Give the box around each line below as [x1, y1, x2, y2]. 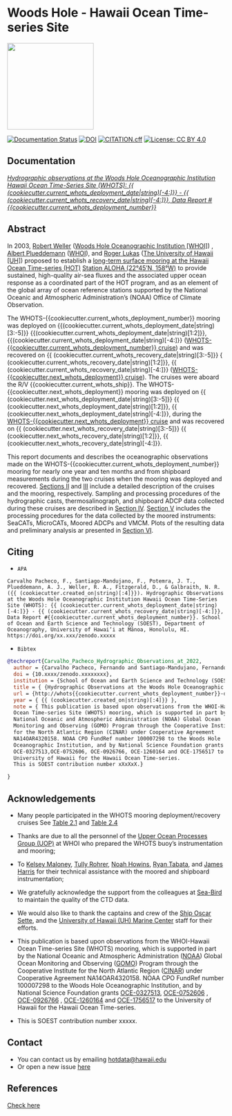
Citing [7, 546, 34, 558]
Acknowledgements [7, 792, 96, 804]
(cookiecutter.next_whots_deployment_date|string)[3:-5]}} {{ [7, 395, 180, 403]
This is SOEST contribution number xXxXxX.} [13, 761, 144, 768]
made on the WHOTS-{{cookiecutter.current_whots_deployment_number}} [7, 459, 220, 468]
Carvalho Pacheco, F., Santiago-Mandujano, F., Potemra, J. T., [7, 578, 196, 585]
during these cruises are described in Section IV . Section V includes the [7, 504, 211, 512]
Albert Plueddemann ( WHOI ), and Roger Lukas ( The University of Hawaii [7, 249, 214, 257]
